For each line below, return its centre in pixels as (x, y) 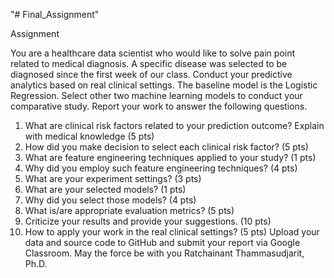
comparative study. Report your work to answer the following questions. (159, 106)
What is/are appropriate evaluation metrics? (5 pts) (129, 210)
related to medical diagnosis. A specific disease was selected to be (149, 63)
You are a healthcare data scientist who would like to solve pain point (153, 53)
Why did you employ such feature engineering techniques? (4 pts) (161, 168)
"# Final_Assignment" (55, 14)
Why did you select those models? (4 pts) (110, 200)
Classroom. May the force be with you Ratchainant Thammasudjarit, (164, 253)
